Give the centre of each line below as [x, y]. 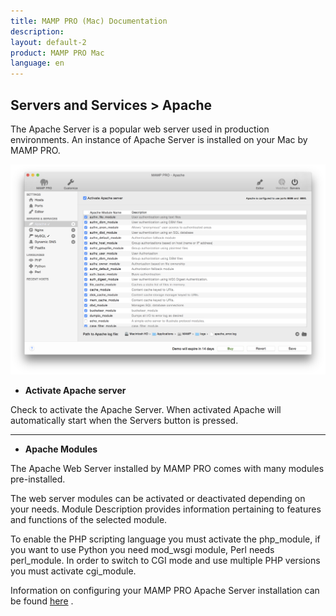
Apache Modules [61, 449]
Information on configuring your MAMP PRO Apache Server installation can [165, 591]
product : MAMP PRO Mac [57, 53]
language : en [37, 63]
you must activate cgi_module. [73, 571]
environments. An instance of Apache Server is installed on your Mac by [159, 139]
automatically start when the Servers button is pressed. [124, 421]
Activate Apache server [75, 391]
